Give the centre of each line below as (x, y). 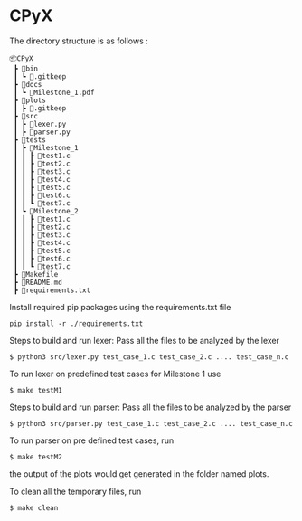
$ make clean (34, 507)
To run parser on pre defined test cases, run (92, 440)
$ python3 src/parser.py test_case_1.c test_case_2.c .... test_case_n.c (151, 423)
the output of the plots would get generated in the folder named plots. (139, 474)
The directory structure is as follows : (79, 41)
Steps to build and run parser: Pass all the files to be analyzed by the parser (151, 407)
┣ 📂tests (30, 140)
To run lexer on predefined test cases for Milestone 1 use (115, 374)
